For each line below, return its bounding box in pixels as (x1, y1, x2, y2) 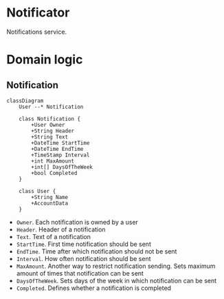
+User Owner (31, 121, 66, 128)
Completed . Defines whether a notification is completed (16, 284, 172, 292)
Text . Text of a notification (16, 232, 91, 240)
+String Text (31, 133, 69, 141)
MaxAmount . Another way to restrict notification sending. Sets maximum (16, 262, 216, 270)
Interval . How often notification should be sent (16, 254, 151, 262)
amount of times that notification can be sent (16, 269, 144, 277)
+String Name (31, 194, 69, 200)
